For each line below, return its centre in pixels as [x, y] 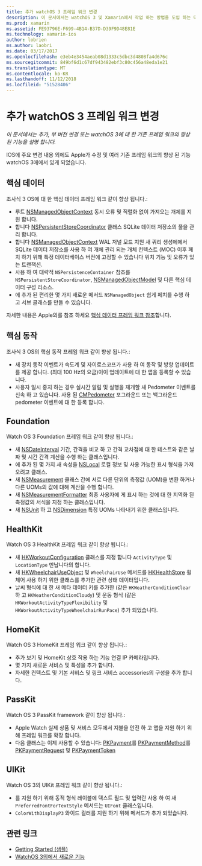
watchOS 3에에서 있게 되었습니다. [47, 162]
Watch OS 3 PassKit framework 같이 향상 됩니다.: [66, 715]
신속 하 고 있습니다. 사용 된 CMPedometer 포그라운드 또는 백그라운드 [96, 394]
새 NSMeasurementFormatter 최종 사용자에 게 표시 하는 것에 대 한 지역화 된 [104, 495]
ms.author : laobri [29, 46]
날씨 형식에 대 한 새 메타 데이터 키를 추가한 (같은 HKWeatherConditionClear [103, 587]
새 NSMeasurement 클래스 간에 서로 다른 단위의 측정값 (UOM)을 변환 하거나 [105, 480]
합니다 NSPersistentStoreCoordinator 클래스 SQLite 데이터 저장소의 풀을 [101, 226]
